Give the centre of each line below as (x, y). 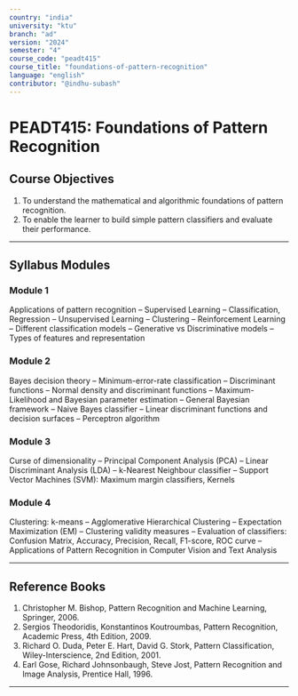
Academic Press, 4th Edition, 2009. (87, 636)
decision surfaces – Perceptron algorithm (85, 418)
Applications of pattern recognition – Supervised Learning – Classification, (145, 310)
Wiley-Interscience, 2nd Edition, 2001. (91, 655)
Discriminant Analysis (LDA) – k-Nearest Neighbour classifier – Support (139, 470)
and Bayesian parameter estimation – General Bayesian (149, 399)
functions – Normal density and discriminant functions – (111, 390)
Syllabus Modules (60, 265)
